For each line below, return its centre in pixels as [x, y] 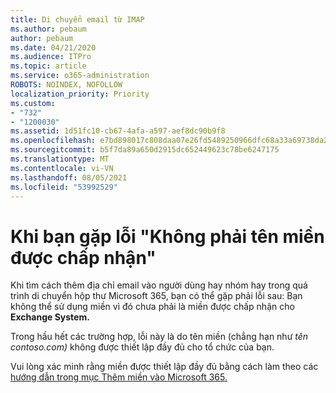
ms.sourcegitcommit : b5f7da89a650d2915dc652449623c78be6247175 [145, 150]
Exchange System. [50, 317]
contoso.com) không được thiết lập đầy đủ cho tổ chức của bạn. [142, 347]
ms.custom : [33, 103]
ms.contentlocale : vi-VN [62, 168]
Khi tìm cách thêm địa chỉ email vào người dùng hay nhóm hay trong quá [159, 285]
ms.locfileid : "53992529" [64, 187]
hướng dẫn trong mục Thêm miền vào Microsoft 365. [119, 377]
